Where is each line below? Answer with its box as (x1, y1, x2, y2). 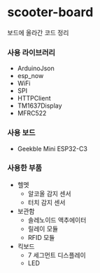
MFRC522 (17, 109, 47, 118)
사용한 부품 (7, 163, 43, 173)
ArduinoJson (17, 64, 55, 72)
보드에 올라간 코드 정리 (7, 28, 69, 37)
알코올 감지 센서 (27, 189, 71, 198)
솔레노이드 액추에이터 (27, 215, 87, 224)
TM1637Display (17, 101, 62, 110)
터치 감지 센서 (27, 198, 66, 206)
